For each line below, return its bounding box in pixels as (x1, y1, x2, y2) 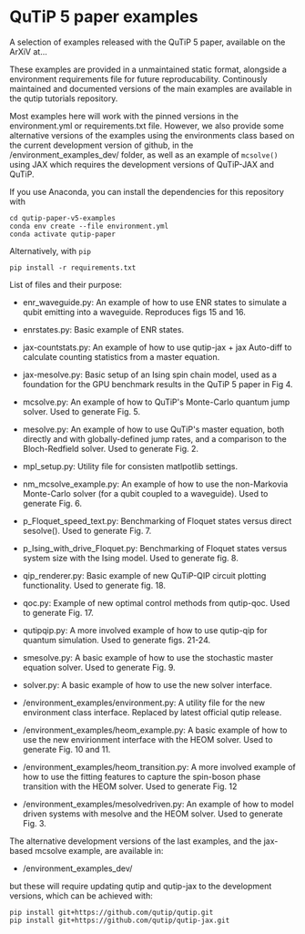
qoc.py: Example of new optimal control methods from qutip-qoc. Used (22, 597, 290, 608)
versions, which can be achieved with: (9, 890, 153, 901)
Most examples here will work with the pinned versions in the (9, 110, 239, 121)
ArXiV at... (9, 46, 48, 56)
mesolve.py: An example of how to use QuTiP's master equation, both (22, 424, 285, 435)
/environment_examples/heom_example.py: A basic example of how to (22, 724, 288, 735)
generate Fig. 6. (22, 498, 83, 508)
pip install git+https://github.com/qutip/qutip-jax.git (9, 916, 230, 925)
